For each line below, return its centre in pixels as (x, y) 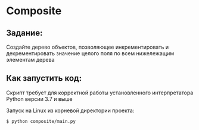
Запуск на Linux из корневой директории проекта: (70, 110)
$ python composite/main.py (41, 121)
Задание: (24, 33)
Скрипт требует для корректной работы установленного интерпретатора (100, 93)
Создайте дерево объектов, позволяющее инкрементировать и (87, 47)
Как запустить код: (44, 78)
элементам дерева (30, 60)
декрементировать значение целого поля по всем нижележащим (90, 53)
